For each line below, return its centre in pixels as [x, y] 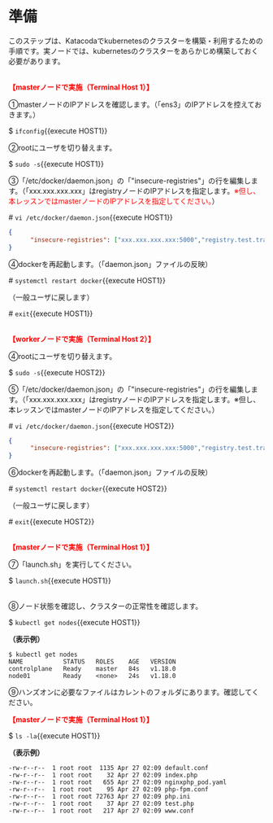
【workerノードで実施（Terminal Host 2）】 [82, 339]
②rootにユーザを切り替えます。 [63, 147]
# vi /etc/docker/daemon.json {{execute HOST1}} [91, 217]
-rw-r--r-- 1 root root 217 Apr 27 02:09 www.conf [102, 811]
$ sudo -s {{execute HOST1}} [56, 164]
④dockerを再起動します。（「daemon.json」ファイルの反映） [110, 264]
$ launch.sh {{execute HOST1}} [60, 581]
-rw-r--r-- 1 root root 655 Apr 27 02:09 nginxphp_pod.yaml [118, 782]
